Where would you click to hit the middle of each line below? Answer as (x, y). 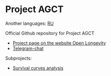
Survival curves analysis (38, 68)
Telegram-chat (28, 48)
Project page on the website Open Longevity (59, 43)
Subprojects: (18, 58)
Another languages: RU (30, 23)
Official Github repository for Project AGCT (50, 33)
